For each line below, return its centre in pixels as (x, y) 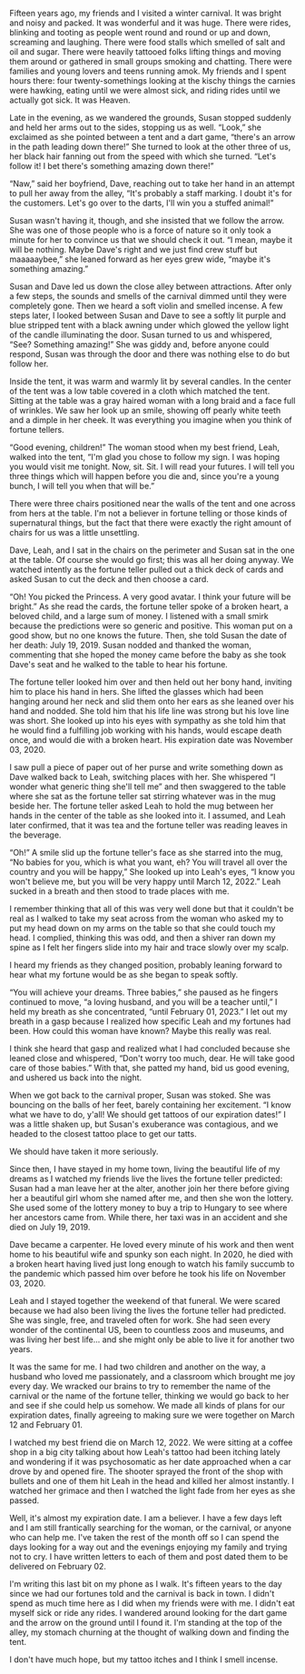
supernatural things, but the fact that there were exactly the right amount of (151, 523)
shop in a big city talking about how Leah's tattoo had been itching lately (145, 1452)
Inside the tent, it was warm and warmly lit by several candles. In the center (151, 381)
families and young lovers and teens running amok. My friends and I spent (148, 71)
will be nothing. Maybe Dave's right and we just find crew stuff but (133, 250)
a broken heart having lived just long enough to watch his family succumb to (152, 1264)
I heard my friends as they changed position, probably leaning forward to (146, 965)
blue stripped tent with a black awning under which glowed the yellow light (149, 325)
